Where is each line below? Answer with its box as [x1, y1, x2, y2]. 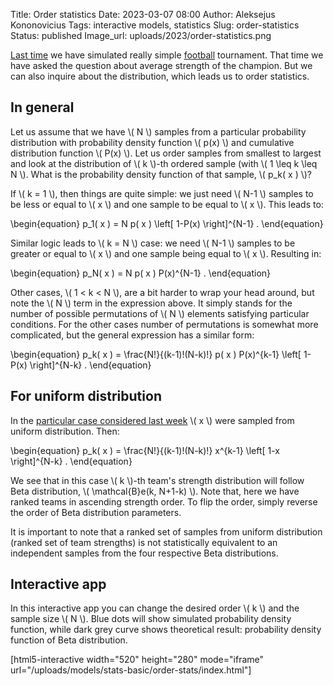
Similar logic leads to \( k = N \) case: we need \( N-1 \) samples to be [10, 237, 296, 249]
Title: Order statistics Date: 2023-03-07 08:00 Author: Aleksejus [10, 9, 276, 20]
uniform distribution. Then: [10, 425, 120, 437]
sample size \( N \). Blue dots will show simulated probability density [10, 613, 292, 625]
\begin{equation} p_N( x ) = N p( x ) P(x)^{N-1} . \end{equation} [10, 267, 272, 279]
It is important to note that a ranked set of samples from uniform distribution [10, 525, 323, 538]
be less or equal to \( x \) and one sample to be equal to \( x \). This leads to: [10, 198, 324, 210]
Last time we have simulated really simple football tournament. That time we [10, 49, 324, 61]
